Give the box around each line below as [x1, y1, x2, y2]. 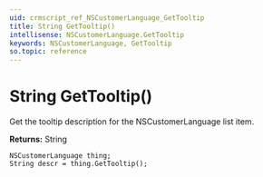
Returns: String [9, 133, 68, 145]
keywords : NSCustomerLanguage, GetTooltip [9, 38, 172, 48]
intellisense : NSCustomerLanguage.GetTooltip [9, 30, 184, 39]
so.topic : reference [9, 47, 88, 56]
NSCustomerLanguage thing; [9, 152, 112, 161]
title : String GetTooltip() [9, 22, 116, 31]
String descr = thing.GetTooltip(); [9, 160, 148, 169]
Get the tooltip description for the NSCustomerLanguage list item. [9, 116, 255, 127]
